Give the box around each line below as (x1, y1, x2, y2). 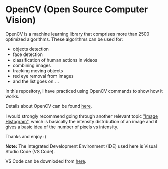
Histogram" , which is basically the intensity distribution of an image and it (5, 118, 158, 124)
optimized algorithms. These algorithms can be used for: (5, 36, 123, 42)
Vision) (5, 14, 36, 26)
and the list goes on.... (12, 78, 59, 84)
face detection (12, 51, 43, 58)
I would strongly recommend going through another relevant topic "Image (5, 112, 158, 119)
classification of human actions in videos (12, 57, 97, 63)
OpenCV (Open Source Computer (5, 4, 148, 15)
